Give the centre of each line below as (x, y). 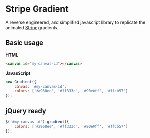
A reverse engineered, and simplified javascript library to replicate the (75, 22)
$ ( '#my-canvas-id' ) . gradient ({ (37, 122)
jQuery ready (26, 111)
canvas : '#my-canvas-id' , (41, 86)
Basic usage (24, 43)
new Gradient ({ (21, 82)
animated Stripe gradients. (32, 27)
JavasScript (18, 73)
